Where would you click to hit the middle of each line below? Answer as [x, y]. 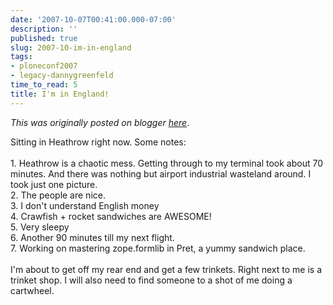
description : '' [44, 29]
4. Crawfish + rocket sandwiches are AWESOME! [111, 216]
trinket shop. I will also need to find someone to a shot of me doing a [151, 280]
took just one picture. [54, 184]
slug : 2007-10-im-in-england [71, 47]
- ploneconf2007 [44, 66]
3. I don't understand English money [85, 205]
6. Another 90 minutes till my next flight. [92, 237]
